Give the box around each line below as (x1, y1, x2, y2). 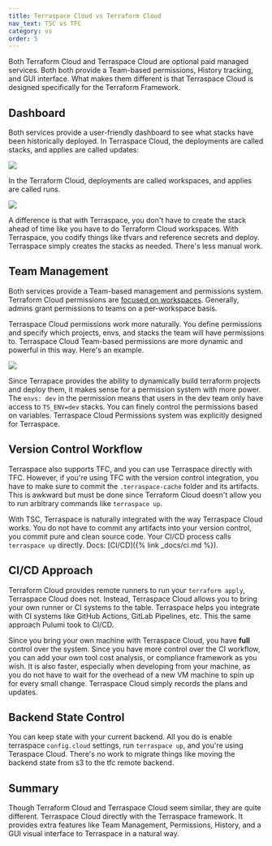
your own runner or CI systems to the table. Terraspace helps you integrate (8, 602, 260, 612)
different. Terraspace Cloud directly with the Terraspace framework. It (8, 812, 244, 822)
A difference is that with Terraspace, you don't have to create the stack (8, 216, 246, 225)
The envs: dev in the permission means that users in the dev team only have (8, 393, 264, 402)
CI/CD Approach (8, 564, 93, 578)
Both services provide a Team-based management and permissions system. (8, 286, 264, 296)
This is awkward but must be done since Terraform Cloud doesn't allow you (8, 490, 261, 500)
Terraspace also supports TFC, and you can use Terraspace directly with (8, 464, 253, 474)
